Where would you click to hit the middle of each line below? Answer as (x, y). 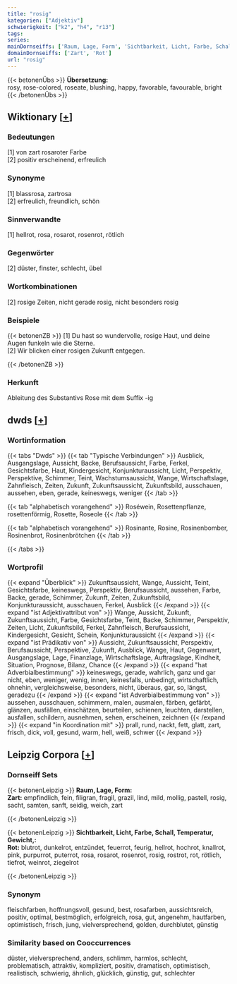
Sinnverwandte (34, 219)
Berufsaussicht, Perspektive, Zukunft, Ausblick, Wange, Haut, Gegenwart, (115, 650)
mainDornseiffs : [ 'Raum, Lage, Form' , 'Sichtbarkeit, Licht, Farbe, (110, 47)
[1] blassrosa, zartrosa (39, 193)
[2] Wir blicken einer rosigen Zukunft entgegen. (76, 351)
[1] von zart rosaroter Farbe (47, 152)
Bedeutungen (31, 137)
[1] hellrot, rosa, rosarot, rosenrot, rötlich (66, 235)
